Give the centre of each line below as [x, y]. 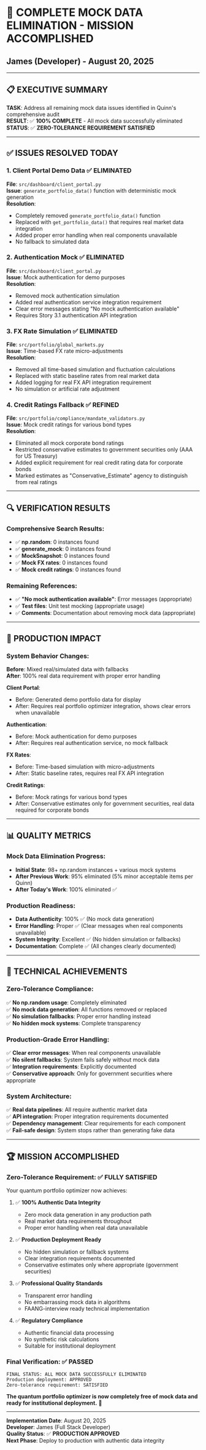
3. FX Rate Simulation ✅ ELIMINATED [62, 331]
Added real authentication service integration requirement [88, 302]
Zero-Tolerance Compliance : [50, 989]
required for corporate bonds [52, 810]
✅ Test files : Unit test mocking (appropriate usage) [80, 606]
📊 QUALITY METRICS [49, 836]
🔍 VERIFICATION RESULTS [58, 508]
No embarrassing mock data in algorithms [77, 1302]
